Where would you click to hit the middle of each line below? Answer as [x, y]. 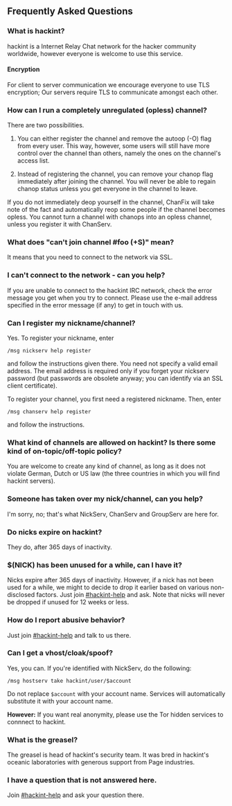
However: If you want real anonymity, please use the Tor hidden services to [115, 714]
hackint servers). [31, 481]
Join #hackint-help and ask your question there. [75, 795]
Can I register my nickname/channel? [72, 323]
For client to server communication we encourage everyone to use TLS [108, 84]
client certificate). [32, 386]
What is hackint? [36, 31]
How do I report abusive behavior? [66, 620]
